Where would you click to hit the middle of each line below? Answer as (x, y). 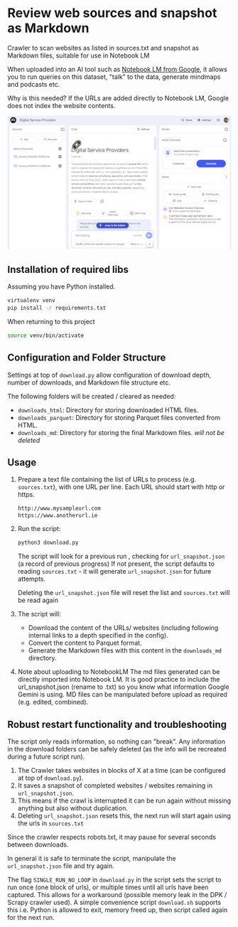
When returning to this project (51, 321)
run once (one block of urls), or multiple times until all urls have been (108, 887)
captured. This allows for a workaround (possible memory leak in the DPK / (117, 895)
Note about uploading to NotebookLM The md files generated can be (119, 672)
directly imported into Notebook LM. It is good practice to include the (119, 680)
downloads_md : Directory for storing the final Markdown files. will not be (121, 432)
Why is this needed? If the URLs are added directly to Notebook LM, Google (118, 98)
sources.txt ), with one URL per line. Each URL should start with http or (121, 487)
